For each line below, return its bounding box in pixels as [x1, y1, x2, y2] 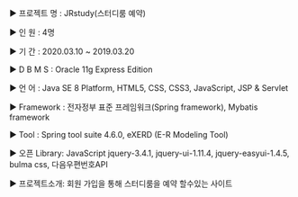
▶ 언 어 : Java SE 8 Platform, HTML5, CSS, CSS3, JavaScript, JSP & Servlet [9, 83, 289, 93]
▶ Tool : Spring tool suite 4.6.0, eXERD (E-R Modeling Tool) [9, 130, 229, 139]
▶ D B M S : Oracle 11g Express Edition [9, 64, 153, 75]
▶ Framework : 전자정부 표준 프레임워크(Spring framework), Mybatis [9, 102, 258, 112]
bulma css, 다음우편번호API [9, 159, 108, 169]
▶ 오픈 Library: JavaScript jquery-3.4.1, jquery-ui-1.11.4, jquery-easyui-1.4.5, [9, 148, 290, 158]
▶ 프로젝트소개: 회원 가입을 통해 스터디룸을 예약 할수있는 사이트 [9, 178, 233, 189]
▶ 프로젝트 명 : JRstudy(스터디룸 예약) [9, 8, 147, 18]
